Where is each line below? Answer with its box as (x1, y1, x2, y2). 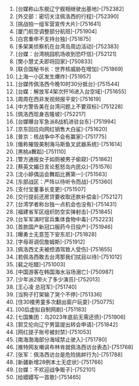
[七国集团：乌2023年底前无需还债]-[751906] (15, 313, 126, 320)
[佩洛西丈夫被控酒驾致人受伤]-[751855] (15, 246, 113, 253)
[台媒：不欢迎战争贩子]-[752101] (15, 366, 96, 373)
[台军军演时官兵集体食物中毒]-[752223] (15, 216, 114, 222)
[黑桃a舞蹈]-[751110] (15, 148, 66, 155)
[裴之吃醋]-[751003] (15, 261, 66, 268)
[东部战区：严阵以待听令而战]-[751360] (15, 178, 113, 185)
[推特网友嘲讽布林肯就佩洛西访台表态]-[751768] (15, 343, 134, 351)
